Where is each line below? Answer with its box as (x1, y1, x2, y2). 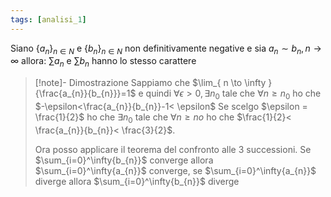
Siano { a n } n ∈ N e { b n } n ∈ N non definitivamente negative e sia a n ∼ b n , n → (10, 42, 322, 56)
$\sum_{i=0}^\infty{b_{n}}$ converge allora (34, 154, 214, 166)
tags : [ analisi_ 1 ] (10, 14, 87, 25)
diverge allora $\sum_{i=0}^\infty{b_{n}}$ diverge (34, 175, 240, 187)
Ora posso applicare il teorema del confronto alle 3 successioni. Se (34, 143, 312, 155)
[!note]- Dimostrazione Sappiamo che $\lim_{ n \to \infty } (34, 77, 273, 89)
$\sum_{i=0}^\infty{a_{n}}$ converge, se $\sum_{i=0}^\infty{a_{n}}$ (34, 164, 317, 176)
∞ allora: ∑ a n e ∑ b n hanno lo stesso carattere (10, 55, 197, 70)
